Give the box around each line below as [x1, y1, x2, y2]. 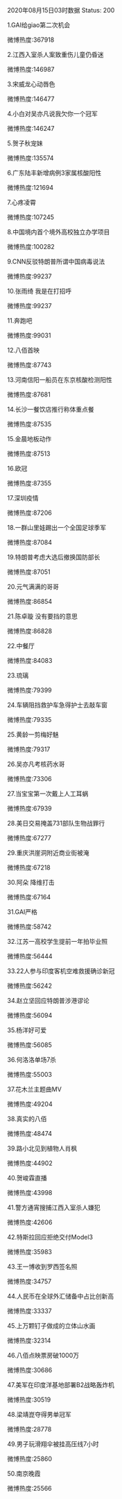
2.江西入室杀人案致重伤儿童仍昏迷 [7, 51, 104, 58]
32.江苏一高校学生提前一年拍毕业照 [7, 938, 108, 945]
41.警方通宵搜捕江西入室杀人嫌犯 [7, 1203, 101, 1212]
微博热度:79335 [7, 716, 52, 723]
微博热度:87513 [7, 449, 51, 458]
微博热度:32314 [7, 1336, 51, 1345]
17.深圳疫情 [7, 494, 39, 502]
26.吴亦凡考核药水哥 [7, 760, 65, 768]
